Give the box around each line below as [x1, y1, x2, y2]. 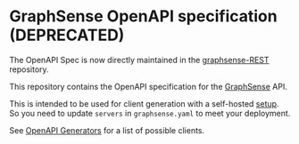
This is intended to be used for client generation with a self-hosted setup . [9, 98, 279, 108]
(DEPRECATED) [9, 25, 125, 45]
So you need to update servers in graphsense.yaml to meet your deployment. [9, 108, 291, 118]
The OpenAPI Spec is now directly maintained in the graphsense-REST [9, 54, 270, 65]
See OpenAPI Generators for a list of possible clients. [9, 124, 205, 135]
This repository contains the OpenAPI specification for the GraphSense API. [9, 81, 287, 92]
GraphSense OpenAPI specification [9, 6, 278, 27]
